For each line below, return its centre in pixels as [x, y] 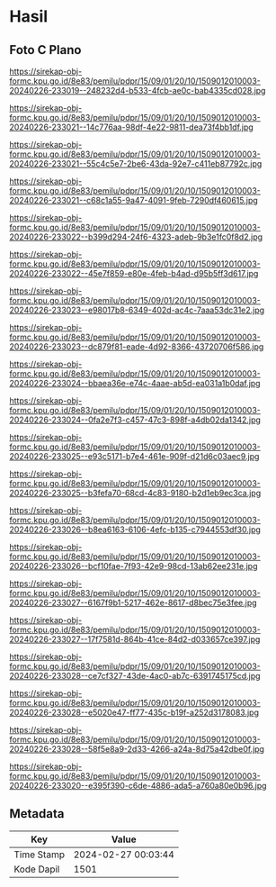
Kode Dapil [37, 869]
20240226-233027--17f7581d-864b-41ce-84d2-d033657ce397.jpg [135, 639]
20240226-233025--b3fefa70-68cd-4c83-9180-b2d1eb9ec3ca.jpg [135, 493]
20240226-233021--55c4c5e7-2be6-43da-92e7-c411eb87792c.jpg [136, 163]
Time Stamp [40, 855]
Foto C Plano [45, 50]
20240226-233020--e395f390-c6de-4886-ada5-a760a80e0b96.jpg [138, 786]
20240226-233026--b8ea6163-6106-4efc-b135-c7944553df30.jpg [135, 529]
